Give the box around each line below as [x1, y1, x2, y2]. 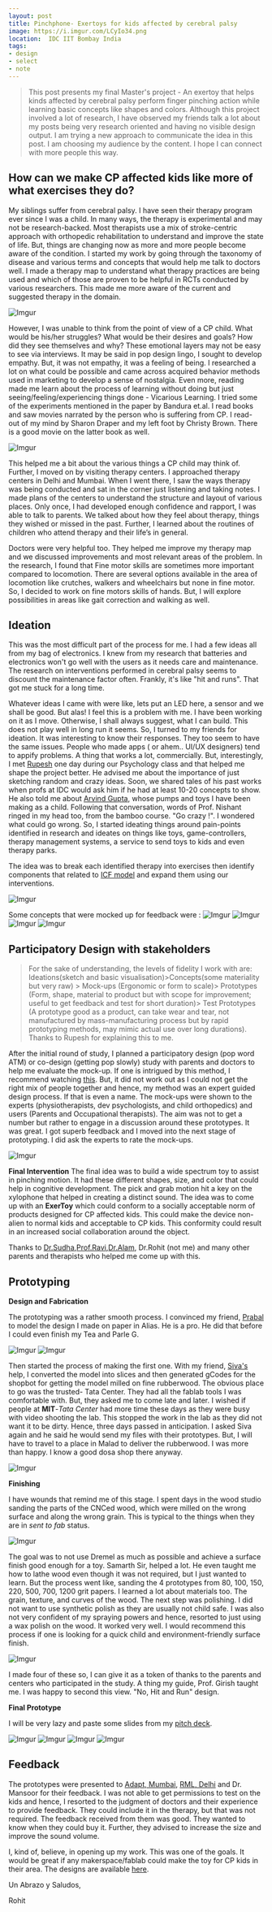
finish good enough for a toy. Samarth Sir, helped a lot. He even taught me [8, 1561, 257, 1570]
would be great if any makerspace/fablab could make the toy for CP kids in [8, 1855, 258, 1865]
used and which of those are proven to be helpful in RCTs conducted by [8, 274, 249, 284]
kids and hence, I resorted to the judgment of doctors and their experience [8, 1797, 258, 1806]
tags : [8, 42, 27, 50]
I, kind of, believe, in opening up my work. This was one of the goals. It [8, 1846, 245, 1857]
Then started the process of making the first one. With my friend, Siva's [8, 1361, 248, 1370]
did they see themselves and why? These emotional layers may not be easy [8, 340, 261, 350]
